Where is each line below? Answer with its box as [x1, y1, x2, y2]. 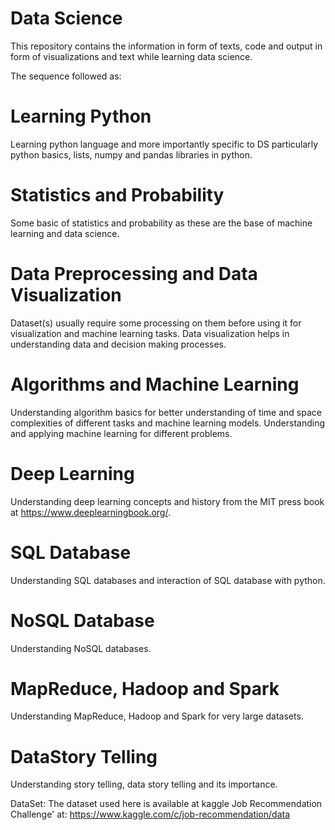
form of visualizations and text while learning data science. [10, 50, 253, 62]
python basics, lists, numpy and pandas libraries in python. [10, 148, 253, 161]
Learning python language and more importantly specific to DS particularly [10, 138, 319, 150]
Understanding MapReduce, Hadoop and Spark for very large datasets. [10, 710, 304, 722]
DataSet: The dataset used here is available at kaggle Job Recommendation [10, 798, 323, 810]
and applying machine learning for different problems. [10, 427, 233, 439]
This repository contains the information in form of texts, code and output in [10, 40, 323, 52]
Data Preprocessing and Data [10, 263, 258, 285]
